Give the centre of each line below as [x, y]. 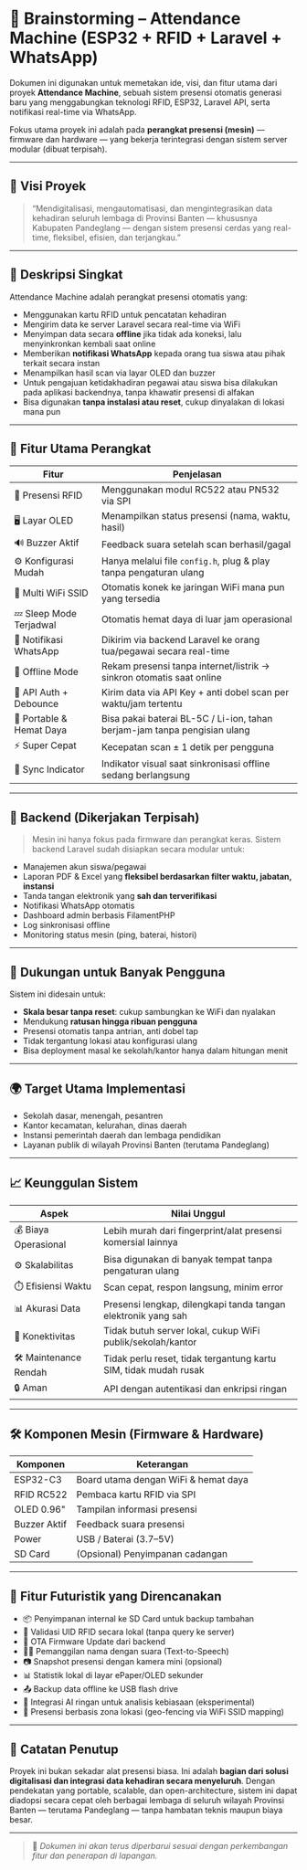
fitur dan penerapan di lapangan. [95, 1856]
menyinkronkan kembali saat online [89, 343]
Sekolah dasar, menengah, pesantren [93, 1115]
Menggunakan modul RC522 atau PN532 [191, 490]
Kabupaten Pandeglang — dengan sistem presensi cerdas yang [152, 227]
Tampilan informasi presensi [137, 1509]
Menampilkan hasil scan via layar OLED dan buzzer [119, 373]
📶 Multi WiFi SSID [51, 593]
